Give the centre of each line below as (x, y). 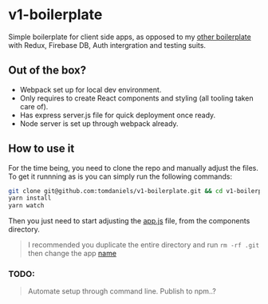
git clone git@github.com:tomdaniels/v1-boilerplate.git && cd (116, 191)
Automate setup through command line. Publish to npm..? (122, 291)
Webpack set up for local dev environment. (91, 89)
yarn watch (26, 206)
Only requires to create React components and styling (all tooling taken (136, 98)
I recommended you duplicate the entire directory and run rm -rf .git (144, 245)
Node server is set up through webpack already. (99, 123)
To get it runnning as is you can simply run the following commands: (120, 176)
